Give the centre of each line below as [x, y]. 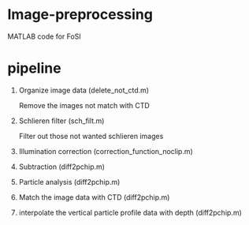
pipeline [34, 68]
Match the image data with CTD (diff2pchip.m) [94, 197]
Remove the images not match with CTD [84, 105]
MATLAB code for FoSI [45, 36]
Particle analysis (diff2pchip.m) [69, 182]
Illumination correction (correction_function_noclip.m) [106, 151]
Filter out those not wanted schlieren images [91, 136]
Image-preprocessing [80, 15]
